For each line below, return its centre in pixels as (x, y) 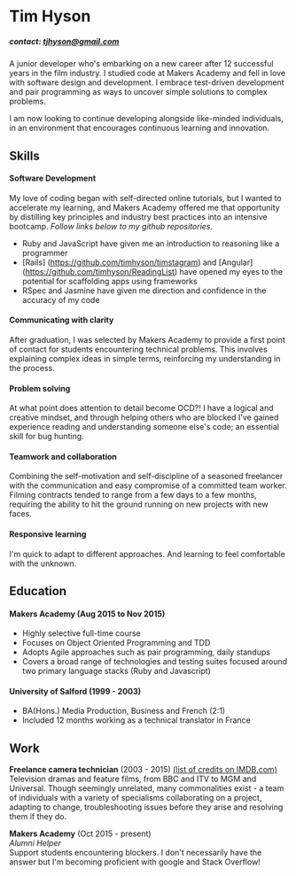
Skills (24, 155)
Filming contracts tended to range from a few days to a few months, (133, 495)
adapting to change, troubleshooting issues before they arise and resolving (146, 807)
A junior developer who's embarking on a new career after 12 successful (141, 64)
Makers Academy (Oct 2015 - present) (81, 833)
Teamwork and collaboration (63, 456)
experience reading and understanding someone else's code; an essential (144, 427)
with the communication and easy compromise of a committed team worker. (148, 485)
